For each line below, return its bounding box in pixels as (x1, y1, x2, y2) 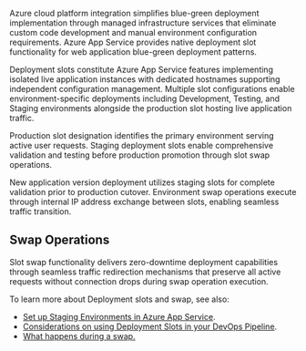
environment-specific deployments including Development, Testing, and (9, 93, 280, 104)
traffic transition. (9, 206, 72, 217)
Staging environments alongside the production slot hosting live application (9, 103, 292, 113)
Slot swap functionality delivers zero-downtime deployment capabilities (9, 256, 279, 267)
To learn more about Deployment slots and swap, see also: (9, 294, 229, 305)
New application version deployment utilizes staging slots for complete (9, 177, 275, 188)
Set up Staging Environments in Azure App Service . (22, 311, 216, 322)
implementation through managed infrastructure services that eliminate (9, 17, 277, 28)
